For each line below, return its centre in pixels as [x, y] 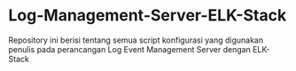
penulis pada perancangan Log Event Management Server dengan [130, 49]
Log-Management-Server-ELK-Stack [148, 16]
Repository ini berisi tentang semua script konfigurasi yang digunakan [136, 40]
